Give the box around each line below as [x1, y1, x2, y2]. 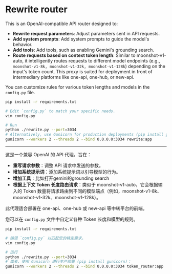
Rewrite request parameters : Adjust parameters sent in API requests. [12, 30, 160, 36]
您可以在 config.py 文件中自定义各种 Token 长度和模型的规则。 [5, 216, 138, 222]
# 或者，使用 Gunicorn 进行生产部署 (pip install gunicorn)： [5, 259, 132, 264]
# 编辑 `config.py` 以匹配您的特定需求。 [5, 236, 86, 241]
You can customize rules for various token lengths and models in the [5, 83, 150, 90]
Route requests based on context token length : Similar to [12, 52, 136, 58]
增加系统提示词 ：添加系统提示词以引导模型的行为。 [12, 169, 121, 175]
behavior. [12, 41, 33, 47]
